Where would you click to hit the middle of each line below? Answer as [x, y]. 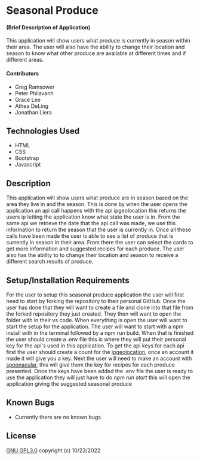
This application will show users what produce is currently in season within [98, 41]
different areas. [25, 60]
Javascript [28, 165]
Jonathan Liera [33, 112]
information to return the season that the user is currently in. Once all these [99, 230]
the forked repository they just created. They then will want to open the [94, 314]
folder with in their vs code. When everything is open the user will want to [97, 320]
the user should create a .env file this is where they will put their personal [96, 340]
